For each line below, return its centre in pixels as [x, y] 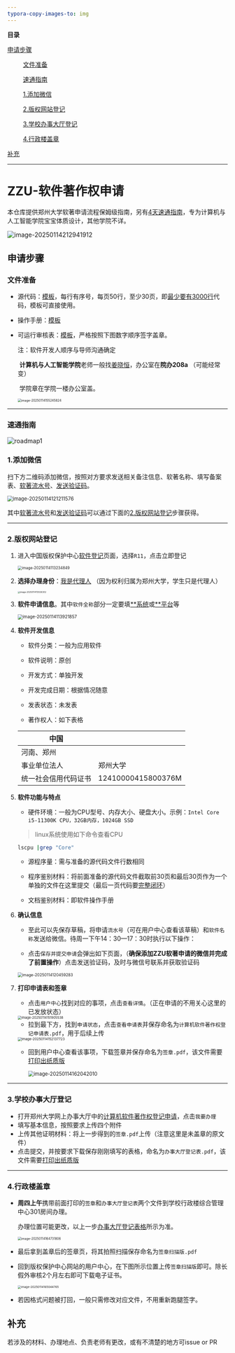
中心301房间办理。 [44, 1212]
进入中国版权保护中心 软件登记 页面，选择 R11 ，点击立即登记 [102, 556]
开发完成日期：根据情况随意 [68, 690]
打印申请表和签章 [42, 988]
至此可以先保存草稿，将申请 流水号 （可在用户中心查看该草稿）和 [119, 930]
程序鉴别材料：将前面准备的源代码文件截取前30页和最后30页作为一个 [127, 877]
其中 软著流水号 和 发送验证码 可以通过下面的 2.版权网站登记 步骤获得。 [105, 513]
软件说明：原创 [49, 660]
